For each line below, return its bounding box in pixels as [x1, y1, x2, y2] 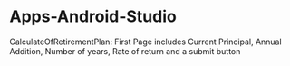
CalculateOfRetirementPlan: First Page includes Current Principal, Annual [9, 36, 283, 47]
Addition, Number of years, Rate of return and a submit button [9, 45, 241, 56]
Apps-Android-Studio [9, 6, 177, 27]
